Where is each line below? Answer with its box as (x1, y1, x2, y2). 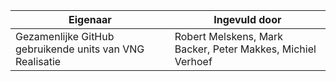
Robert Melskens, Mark (174, 30, 284, 43)
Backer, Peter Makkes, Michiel (174, 42, 317, 56)
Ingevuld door (213, 13, 282, 26)
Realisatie (15, 55, 62, 68)
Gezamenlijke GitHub (15, 30, 115, 43)
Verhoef (174, 55, 213, 68)
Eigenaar (68, 13, 112, 26)
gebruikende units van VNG (15, 42, 145, 56)
